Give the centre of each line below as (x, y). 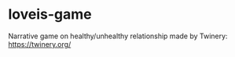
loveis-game (50, 14)
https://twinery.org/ (40, 44)
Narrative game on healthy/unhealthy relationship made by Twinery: (118, 36)
